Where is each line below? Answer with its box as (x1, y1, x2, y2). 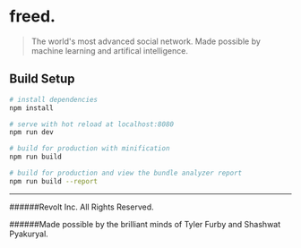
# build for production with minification (9, 144, 170, 153)
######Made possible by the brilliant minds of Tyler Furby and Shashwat (9, 218, 281, 229)
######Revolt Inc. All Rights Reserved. (9, 201, 154, 212)
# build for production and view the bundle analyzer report (9, 168, 243, 177)
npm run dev (9, 128, 54, 137)
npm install (9, 103, 54, 113)
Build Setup (9, 72, 75, 87)
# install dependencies (9, 95, 99, 104)
